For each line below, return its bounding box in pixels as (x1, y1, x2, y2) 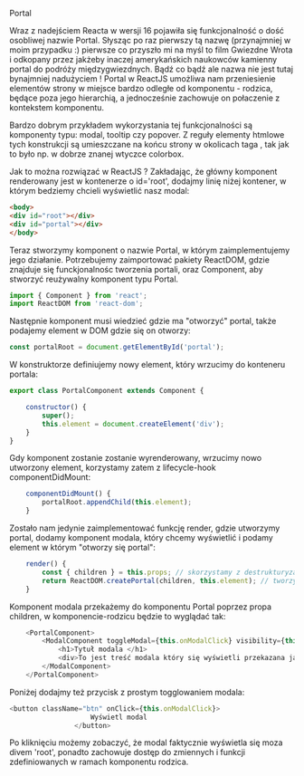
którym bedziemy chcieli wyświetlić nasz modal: (9, 186, 190, 196)
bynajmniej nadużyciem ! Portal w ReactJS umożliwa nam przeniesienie (9, 73, 276, 84)
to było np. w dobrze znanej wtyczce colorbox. (9, 148, 185, 159)
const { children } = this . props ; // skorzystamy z (42, 568, 242, 577)
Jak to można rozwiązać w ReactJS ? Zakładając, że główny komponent (9, 167, 278, 177)
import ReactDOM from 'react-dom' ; (9, 299, 144, 309)
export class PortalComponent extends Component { (9, 387, 204, 396)
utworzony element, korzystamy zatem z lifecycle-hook (9, 462, 216, 474)
